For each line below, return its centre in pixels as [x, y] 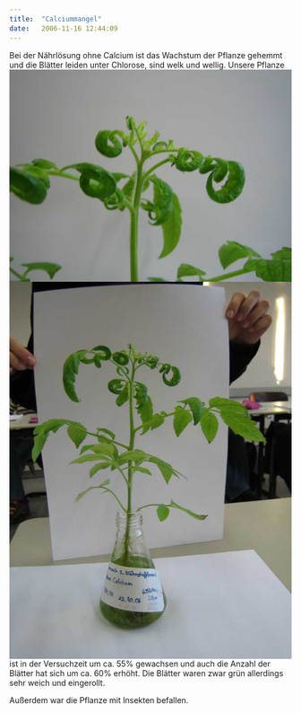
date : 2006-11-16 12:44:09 [64, 28]
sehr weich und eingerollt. [57, 682]
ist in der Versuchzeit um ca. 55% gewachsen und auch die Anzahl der [140, 664]
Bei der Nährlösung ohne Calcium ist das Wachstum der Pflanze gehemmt [146, 55]
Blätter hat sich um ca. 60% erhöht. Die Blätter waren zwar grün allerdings [146, 673]
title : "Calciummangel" [56, 19]
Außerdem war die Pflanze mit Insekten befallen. [99, 700]
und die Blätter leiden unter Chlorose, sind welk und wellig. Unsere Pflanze [147, 65]
